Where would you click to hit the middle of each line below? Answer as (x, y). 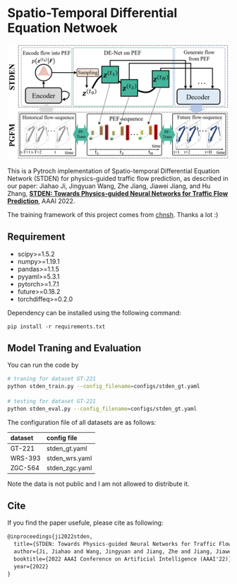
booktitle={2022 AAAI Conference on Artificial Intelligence (105, 559)
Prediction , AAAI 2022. (41, 201)
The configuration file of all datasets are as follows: (82, 422)
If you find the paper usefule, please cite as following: (85, 523)
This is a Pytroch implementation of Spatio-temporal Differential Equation (114, 170)
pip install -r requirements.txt (56, 327)
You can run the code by (43, 365)
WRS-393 (25, 458)
